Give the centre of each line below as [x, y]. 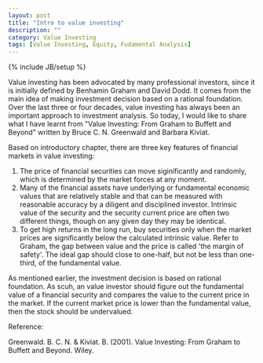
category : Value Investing [52, 37]
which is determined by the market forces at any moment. [113, 180]
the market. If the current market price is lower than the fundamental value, [130, 303]
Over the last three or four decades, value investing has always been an [124, 108]
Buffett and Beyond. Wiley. [51, 350]
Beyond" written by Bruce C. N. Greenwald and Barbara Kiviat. [109, 132]
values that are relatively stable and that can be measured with [121, 196]
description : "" [35, 30]
